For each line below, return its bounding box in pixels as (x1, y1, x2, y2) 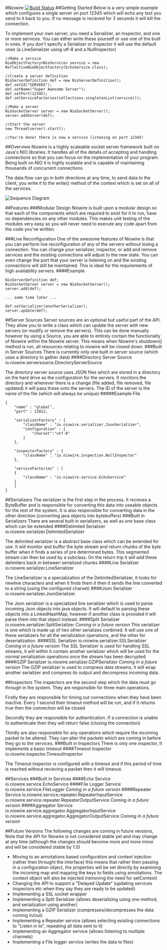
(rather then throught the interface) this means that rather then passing (12, 859, 159, 865)
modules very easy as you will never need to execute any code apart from (5, 221, 158, 226)
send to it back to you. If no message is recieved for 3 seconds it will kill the (5, 16, 161, 21)
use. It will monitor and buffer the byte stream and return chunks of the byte (5, 544, 161, 550)
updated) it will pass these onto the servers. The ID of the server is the (5, 385, 151, 391)
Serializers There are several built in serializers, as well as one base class (5, 518, 156, 524)
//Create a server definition (5, 74, 68, 79)
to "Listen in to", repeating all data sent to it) (12, 923, 103, 929)
